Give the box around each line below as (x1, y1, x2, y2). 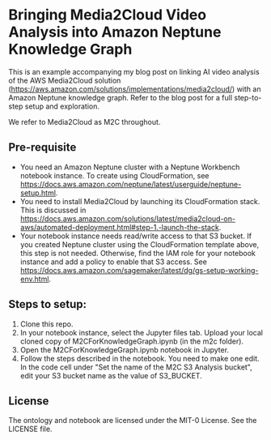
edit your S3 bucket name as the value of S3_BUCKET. (19, 370, 202, 380)
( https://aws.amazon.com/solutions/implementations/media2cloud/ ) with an (8, 83, 261, 94)
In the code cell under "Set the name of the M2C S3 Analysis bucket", (19, 362, 252, 372)
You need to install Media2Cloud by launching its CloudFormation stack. (19, 196, 260, 206)
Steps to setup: (8, 297, 87, 311)
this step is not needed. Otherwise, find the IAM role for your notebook (19, 248, 256, 258)
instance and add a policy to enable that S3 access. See (19, 257, 208, 267)
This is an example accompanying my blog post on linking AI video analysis (8, 66, 260, 76)
